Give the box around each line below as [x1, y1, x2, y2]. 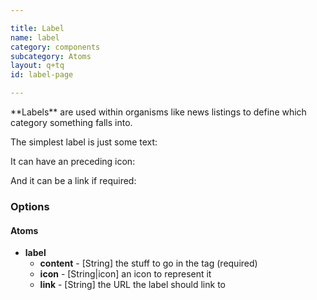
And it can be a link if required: [10, 175, 137, 186]
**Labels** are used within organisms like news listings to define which [10, 106, 307, 118]
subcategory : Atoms [10, 51, 92, 61]
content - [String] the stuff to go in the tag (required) [39, 257, 258, 270]
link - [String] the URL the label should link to [39, 279, 226, 291]
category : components [10, 42, 101, 52]
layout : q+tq [10, 61, 65, 71]
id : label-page [10, 70, 74, 80]
